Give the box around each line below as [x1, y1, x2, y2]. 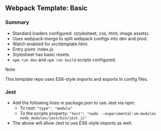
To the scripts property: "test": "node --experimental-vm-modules [19, 110, 157, 116]
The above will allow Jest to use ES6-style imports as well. [12, 120, 133, 126]
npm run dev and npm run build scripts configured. [12, 57, 116, 63]
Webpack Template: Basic [5, 4, 88, 12]
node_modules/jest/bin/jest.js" [19, 116, 87, 121]
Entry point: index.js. [12, 46, 55, 52]
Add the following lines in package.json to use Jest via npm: [12, 100, 136, 106]
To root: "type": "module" [19, 105, 73, 111]
